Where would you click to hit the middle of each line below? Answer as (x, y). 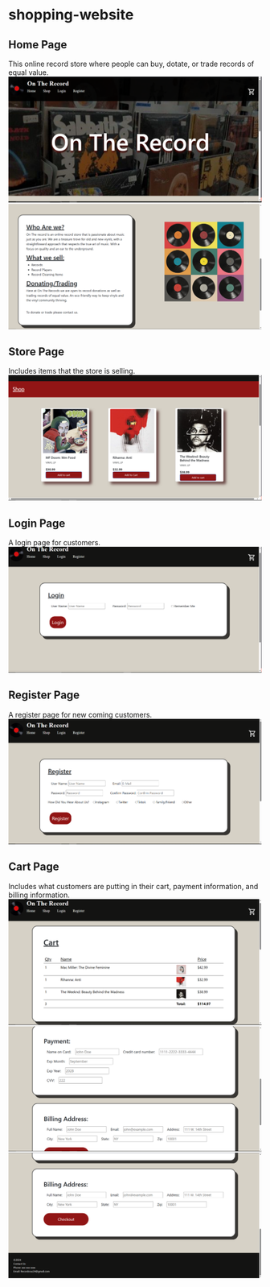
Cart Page (34, 867)
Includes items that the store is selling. (72, 371)
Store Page (36, 352)
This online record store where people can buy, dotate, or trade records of (131, 64)
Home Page (38, 45)
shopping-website (71, 15)
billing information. (39, 895)
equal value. (29, 72)
